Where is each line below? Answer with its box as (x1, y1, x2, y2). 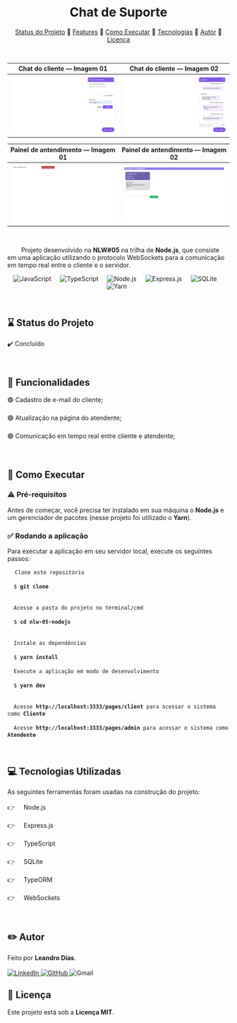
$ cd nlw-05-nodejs (13, 619, 71, 626)
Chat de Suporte (69, 4, 168, 20)
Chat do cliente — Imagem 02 (129, 64, 219, 73)
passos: (7, 555, 30, 563)
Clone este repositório (14, 569, 85, 576)
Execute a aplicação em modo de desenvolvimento (13, 668, 159, 675)
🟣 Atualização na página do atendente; (7, 414, 122, 422)
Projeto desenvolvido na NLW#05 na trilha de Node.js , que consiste (20, 245, 220, 254)
